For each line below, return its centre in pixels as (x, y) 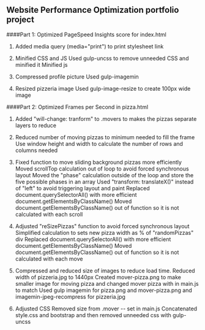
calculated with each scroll (49, 214)
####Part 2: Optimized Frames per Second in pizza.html (77, 107)
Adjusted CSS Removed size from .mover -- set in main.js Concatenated (106, 309)
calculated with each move (49, 259)
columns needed (36, 150)
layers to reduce (36, 125)
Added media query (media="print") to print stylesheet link (89, 46)
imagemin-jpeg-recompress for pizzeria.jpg (70, 296)
